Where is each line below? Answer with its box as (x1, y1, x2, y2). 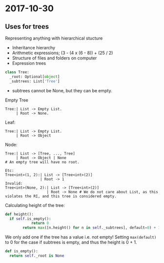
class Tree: (5, 70, 29, 75)
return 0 (31, 221, 49, 226)
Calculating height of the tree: (5, 202, 65, 208)
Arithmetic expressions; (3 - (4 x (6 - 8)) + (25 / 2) (12, 50, 113, 56)
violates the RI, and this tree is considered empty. (5, 194, 117, 199)
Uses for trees (5, 22, 49, 31)
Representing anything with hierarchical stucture (5, 35, 103, 41)
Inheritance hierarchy (12, 45, 55, 50)
